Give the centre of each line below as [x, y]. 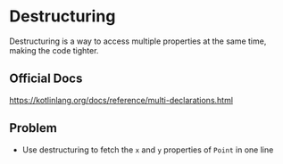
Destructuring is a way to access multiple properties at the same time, [138, 41]
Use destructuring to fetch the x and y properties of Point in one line [148, 150]
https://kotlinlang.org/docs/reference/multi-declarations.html [121, 100]
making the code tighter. [54, 50]
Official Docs [46, 79]
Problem [33, 128]
